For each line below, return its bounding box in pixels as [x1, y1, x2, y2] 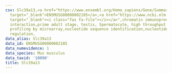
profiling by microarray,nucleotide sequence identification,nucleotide [10, 27, 168, 32]
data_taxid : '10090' [5, 55, 50, 61]
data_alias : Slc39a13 [5, 36, 52, 42]
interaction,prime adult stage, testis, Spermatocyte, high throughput [10, 22, 166, 27]
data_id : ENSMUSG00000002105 [5, 41, 68, 46]
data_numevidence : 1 [5, 46, 50, 51]
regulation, [10, 31, 36, 36]
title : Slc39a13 [5, 60, 40, 65]
